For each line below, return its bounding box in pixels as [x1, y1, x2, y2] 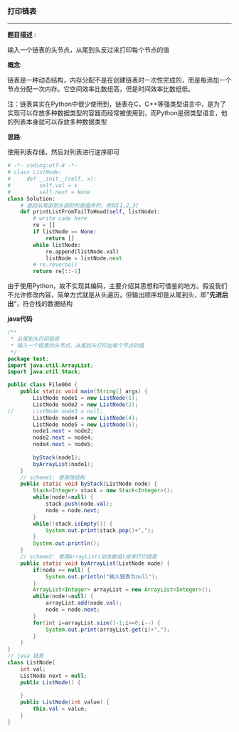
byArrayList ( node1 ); [33, 460, 94, 467]
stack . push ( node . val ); [45, 500, 113, 508]
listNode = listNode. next [45, 255, 122, 262]
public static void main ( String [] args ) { [20, 388, 148, 396]
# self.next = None [7, 189, 91, 196]
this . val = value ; [33, 706, 87, 713]
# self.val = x [7, 181, 78, 189]
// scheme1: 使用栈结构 [20, 474, 85, 481]
